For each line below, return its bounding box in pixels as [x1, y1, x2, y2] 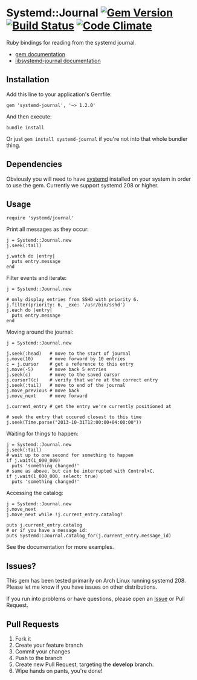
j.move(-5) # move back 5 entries [6, 366, 107, 373]
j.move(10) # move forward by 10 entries [6, 356, 126, 362]
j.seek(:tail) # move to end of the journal [6, 383, 126, 389]
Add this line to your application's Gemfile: [6, 91, 112, 98]
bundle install [6, 125, 45, 131]
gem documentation [15, 50, 65, 57]
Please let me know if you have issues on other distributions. [6, 583, 158, 591]
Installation [6, 74, 50, 85]
